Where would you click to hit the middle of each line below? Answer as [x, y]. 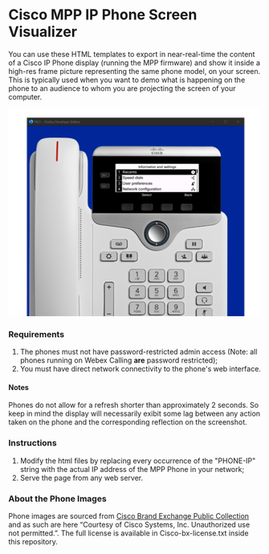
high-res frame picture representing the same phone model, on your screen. [134, 71]
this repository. [33, 541]
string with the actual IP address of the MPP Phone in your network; [132, 469]
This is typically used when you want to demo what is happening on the [127, 80]
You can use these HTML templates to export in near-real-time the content [132, 54]
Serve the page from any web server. [81, 478]
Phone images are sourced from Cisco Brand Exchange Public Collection [129, 515]
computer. [25, 96]
